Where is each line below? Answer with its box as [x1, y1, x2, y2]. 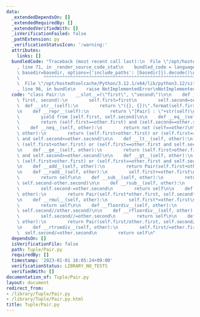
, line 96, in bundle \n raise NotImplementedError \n [17, 86, 159, 92]
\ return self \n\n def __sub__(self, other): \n [17, 175, 164, 181]
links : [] [17, 53, 42, 59]
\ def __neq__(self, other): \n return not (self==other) [17, 125, 187, 131]
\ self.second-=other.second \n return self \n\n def [17, 186, 193, 192]
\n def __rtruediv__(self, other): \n [17, 224, 118, 230]
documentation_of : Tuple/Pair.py [6, 274, 89, 280]
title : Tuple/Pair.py [6, 302, 60, 308]
